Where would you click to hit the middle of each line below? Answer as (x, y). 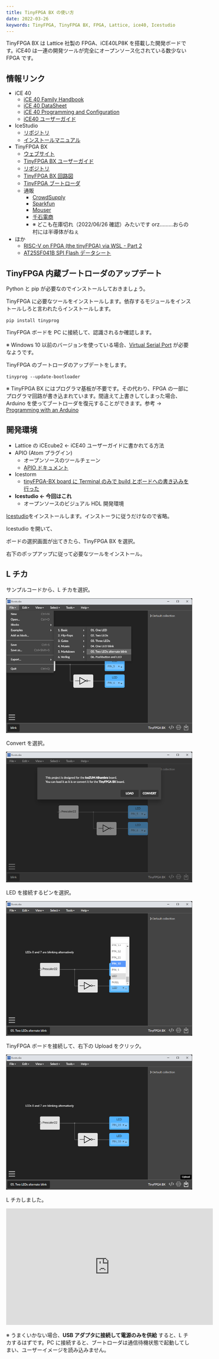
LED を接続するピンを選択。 (40, 893)
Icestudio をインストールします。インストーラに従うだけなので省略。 (89, 516)
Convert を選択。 (27, 743)
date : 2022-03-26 (27, 19)
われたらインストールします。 (78, 309)
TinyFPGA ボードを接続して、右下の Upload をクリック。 (75, 1046)
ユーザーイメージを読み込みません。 (66, 1350)
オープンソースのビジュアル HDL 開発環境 (73, 503)
